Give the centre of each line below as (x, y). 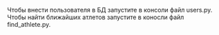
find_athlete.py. (29, 24)
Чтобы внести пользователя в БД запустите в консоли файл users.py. (110, 10)
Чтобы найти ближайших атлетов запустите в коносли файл (96, 17)
